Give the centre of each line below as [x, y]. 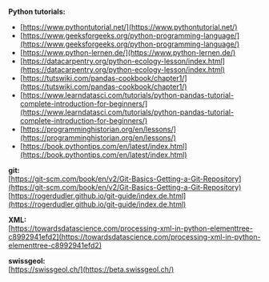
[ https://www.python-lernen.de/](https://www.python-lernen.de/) [128, 52]
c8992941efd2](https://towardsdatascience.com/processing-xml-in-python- [134, 237]
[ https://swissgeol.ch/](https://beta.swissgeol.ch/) [91, 269]
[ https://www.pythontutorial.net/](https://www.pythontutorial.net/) [128, 27]
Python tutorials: [37, 12]
